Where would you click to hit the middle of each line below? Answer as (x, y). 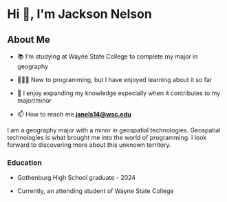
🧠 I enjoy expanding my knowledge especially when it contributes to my (119, 93)
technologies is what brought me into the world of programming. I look (107, 138)
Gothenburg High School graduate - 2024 (76, 178)
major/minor (34, 100)
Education (25, 163)
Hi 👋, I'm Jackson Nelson (80, 14)
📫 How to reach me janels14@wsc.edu (74, 114)
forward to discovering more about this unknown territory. (89, 145)
